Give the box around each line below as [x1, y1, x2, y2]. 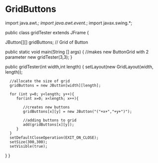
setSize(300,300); [9, 139, 48, 145]
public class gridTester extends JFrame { [5, 29, 89, 35]
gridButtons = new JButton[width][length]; [9, 83, 101, 88]
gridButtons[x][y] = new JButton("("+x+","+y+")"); [23, 109, 133, 114]
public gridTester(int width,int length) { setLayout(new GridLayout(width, [5, 64, 154, 70]
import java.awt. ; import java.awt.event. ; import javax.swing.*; [5, 20, 133, 26]
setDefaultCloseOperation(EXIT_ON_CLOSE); [9, 135, 99, 140]
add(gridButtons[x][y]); [23, 122, 75, 127]
